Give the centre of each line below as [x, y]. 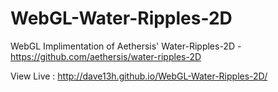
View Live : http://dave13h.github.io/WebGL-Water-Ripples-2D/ [139, 76]
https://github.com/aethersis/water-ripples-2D [106, 56]
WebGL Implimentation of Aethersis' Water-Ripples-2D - [126, 46]
